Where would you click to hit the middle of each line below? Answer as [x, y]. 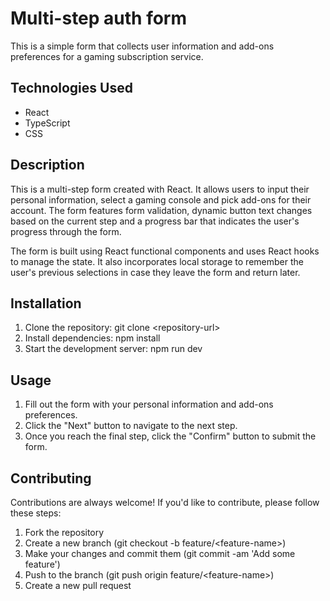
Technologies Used [71, 88]
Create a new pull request [78, 585]
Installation [46, 303]
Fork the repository [64, 532]
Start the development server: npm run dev [113, 349]
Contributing [51, 478]
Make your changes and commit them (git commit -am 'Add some [160, 553]
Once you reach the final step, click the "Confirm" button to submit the [170, 436]
